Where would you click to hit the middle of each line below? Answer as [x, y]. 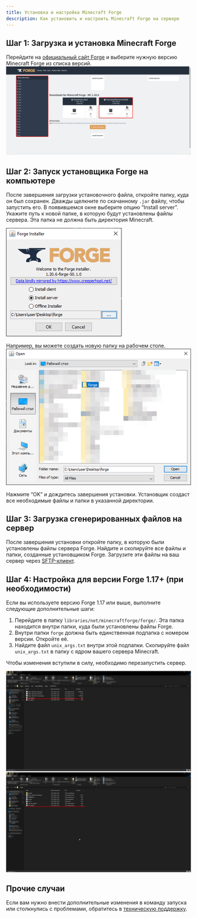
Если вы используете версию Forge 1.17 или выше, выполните [84, 603]
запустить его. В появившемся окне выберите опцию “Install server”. [92, 207]
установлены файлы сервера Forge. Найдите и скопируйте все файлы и [96, 549]
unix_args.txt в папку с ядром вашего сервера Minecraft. [87, 651]
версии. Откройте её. [41, 639]
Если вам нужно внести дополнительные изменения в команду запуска [96, 903]
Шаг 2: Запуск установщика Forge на [77, 171]
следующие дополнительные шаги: [50, 609]
